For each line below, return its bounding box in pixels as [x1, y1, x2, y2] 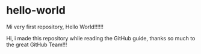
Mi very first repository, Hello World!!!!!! [6, 23, 104, 30]
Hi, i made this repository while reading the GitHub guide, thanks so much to [6, 34, 196, 42]
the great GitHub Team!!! [6, 41, 67, 48]
